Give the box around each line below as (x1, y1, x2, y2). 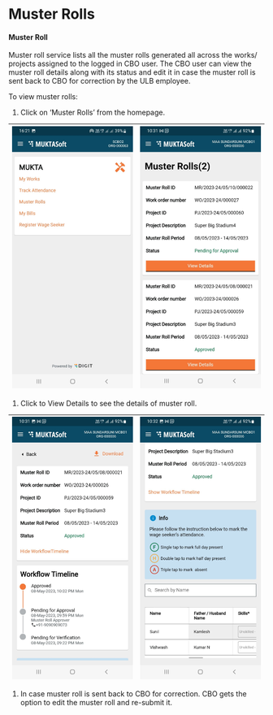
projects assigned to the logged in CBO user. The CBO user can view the (8, 58, 252, 69)
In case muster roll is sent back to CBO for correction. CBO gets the (19, 689, 247, 699)
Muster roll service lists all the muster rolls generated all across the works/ (8, 50, 258, 60)
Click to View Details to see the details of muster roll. (19, 398, 197, 408)
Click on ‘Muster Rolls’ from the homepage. (19, 107, 165, 118)
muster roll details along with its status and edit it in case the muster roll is (8, 67, 256, 77)
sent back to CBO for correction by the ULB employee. (8, 76, 191, 86)
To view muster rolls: (8, 92, 79, 102)
